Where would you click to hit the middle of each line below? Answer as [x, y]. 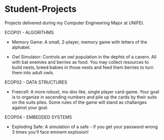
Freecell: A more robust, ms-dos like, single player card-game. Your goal [85, 92]
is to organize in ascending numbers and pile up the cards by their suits [84, 97]
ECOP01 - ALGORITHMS [29, 32]
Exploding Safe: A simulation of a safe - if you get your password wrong [85, 127]
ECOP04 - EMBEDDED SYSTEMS [38, 117]
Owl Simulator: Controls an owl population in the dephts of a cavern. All [84, 57]
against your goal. [30, 107]
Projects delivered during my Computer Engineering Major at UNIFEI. [74, 23]
